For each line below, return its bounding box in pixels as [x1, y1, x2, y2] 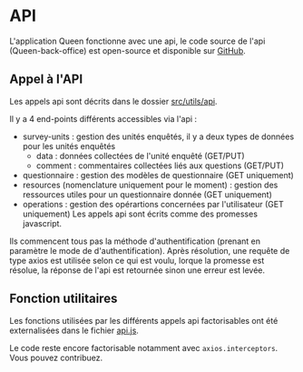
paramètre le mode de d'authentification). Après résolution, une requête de [9, 245, 290, 256]
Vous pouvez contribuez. [9, 352, 103, 363]
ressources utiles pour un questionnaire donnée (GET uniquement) [22, 188, 272, 200]
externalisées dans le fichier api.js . [9, 325, 139, 336]
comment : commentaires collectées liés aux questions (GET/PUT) [35, 160, 284, 171]
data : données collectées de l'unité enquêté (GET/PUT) [35, 150, 245, 161]
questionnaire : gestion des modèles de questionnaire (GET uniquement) [22, 169, 295, 180]
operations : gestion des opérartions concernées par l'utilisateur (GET [22, 198, 284, 209]
